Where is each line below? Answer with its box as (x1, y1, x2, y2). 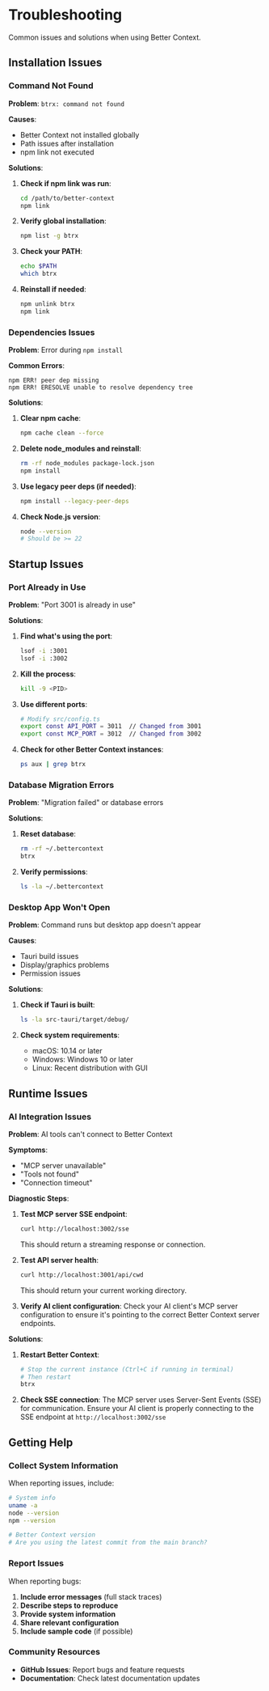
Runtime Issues (8, 1087, 88, 1100)
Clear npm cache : (19, 413, 82, 423)
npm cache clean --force (19, 429, 104, 438)
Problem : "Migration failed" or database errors (8, 798, 164, 807)
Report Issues (8, 1557, 65, 1569)
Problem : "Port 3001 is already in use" (8, 600, 136, 609)
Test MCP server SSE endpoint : (19, 1209, 128, 1218)
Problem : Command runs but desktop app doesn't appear (8, 920, 202, 930)
